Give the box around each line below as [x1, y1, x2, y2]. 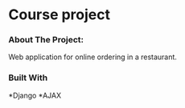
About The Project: [8, 34, 84, 46]
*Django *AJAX [8, 90, 62, 100]
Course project [8, 6, 111, 24]
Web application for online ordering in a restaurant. [8, 52, 177, 62]
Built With [8, 72, 48, 83]
